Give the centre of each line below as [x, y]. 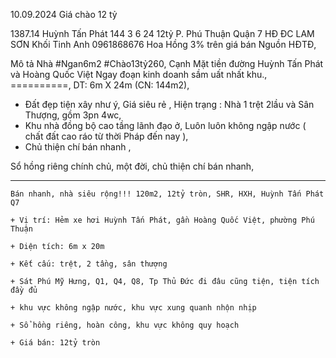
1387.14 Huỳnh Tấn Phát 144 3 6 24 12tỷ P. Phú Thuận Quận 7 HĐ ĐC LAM [162, 33]
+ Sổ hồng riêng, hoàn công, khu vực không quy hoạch [125, 325]
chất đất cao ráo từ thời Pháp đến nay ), [106, 136]
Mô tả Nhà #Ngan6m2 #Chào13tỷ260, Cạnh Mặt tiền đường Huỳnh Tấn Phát [167, 63]
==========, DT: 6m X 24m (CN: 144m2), [100, 85]
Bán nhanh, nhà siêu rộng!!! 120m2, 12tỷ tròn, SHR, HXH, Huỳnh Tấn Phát [167, 194]
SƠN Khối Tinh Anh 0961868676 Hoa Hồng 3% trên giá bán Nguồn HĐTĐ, [163, 44]
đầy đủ [24, 290]
